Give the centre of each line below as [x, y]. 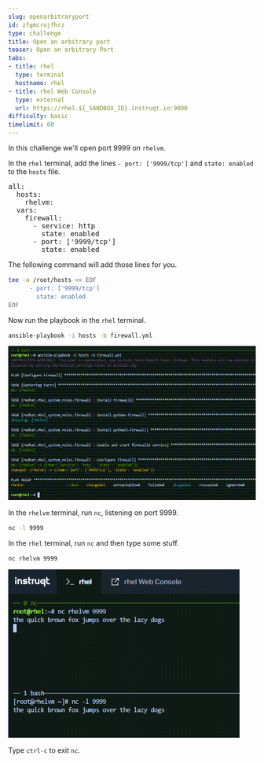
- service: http [64, 226]
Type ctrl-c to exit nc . [44, 750]
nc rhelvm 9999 [33, 559]
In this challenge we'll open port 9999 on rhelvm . [87, 148]
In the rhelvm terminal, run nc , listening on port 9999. [93, 513]
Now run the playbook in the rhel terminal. [77, 320]
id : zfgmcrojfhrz [37, 25]
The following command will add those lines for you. [93, 265]
